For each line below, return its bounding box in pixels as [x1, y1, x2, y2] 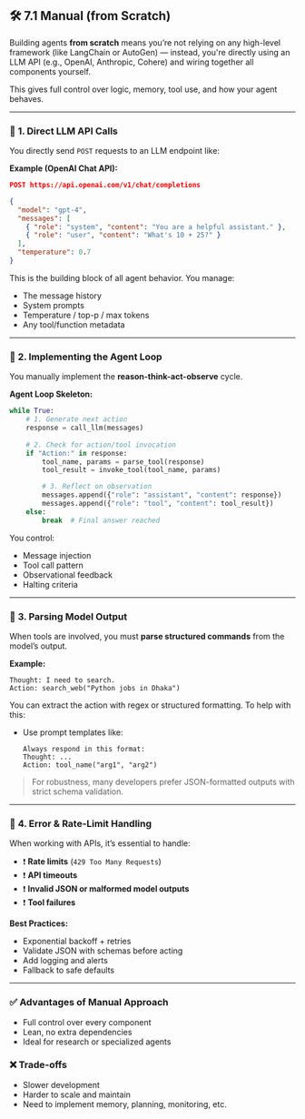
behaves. [9, 93, 44, 104]
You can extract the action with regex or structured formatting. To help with [9, 700, 291, 711]
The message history [22, 290, 103, 301]
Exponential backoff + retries [22, 936, 132, 947]
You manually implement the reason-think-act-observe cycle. [9, 371, 243, 382]
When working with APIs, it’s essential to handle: [9, 838, 191, 849]
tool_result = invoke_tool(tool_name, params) [42, 466, 221, 475]
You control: [9, 532, 55, 543]
